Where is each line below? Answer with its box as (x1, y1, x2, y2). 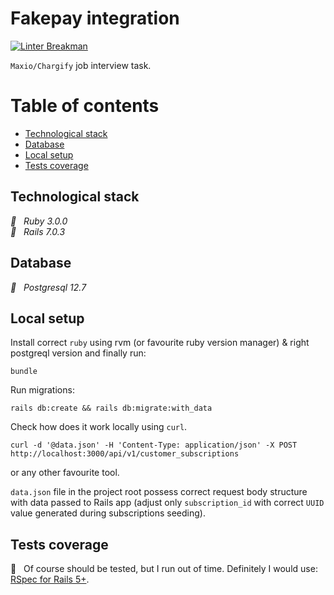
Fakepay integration (10, 7, 180, 30)
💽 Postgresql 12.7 (10, 281, 87, 293)
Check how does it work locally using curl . (10, 421, 188, 433)
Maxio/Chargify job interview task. (10, 59, 152, 71)
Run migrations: (10, 384, 75, 396)
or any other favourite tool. (10, 467, 120, 479)
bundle (10, 367, 38, 377)
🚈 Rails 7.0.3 (10, 225, 66, 237)
